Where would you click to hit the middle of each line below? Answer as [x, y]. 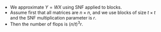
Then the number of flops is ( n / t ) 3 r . [46, 23]
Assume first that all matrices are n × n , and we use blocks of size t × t [83, 12]
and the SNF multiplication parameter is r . [53, 18]
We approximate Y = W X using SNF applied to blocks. [66, 7]
